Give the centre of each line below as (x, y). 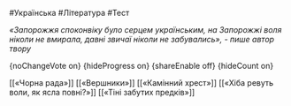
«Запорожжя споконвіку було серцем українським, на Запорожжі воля (145, 30)
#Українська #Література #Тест (69, 13)
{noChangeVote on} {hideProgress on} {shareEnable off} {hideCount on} (142, 66)
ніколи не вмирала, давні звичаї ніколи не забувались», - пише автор (142, 39)
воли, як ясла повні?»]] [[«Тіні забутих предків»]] (102, 92)
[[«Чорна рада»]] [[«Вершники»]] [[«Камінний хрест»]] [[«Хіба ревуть (142, 83)
